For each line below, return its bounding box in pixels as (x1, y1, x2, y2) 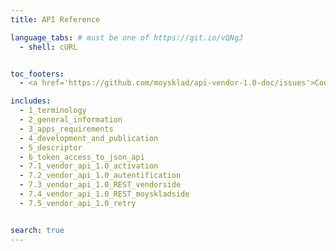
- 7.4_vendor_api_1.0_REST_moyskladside (19, 189, 190, 199)
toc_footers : (10, 69, 65, 79)
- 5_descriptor (19, 142, 83, 153)
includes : (10, 96, 52, 106)
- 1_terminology (19, 106, 87, 116)
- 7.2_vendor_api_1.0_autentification (19, 171, 182, 181)
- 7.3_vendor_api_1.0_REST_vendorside (19, 180, 182, 190)
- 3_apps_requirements (19, 124, 114, 134)
